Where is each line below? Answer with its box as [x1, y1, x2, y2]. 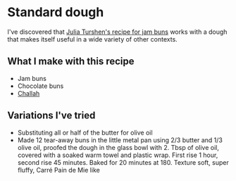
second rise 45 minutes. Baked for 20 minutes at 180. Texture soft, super [17, 158, 229, 166]
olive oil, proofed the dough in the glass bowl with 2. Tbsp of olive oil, [17, 143, 220, 151]
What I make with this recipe [7, 56, 135, 68]
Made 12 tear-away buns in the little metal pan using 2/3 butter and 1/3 [17, 135, 223, 144]
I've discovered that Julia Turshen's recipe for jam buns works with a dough [7, 27, 228, 36]
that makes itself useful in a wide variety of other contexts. [7, 35, 178, 43]
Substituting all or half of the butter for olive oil [17, 128, 153, 137]
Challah [17, 89, 40, 97]
